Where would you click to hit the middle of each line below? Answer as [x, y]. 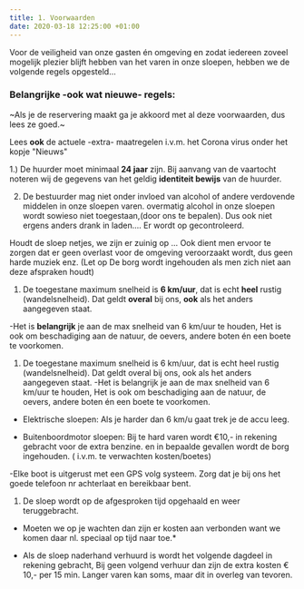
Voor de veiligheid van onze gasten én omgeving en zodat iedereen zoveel [149, 52]
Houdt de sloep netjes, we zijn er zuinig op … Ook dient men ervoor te [140, 242]
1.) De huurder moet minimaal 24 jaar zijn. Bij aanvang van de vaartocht [143, 169]
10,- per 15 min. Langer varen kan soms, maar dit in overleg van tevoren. [157, 574]
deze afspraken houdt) [52, 271]
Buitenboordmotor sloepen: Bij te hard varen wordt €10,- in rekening [150, 437]
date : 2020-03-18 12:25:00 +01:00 [75, 26]
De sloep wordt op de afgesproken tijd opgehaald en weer [131, 501]
